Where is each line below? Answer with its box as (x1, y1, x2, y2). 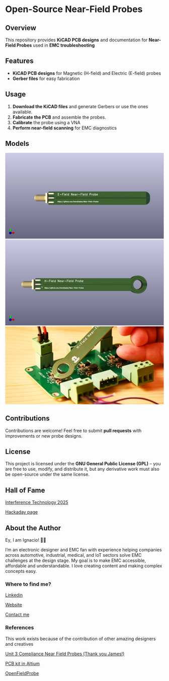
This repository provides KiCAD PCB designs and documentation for (5, 37, 148, 43)
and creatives (5, 641, 34, 647)
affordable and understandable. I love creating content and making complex (5, 563, 162, 569)
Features (5, 57, 34, 65)
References (5, 624, 34, 631)
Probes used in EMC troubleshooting (17, 42, 95, 48)
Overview (5, 24, 37, 32)
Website (5, 602, 23, 608)
